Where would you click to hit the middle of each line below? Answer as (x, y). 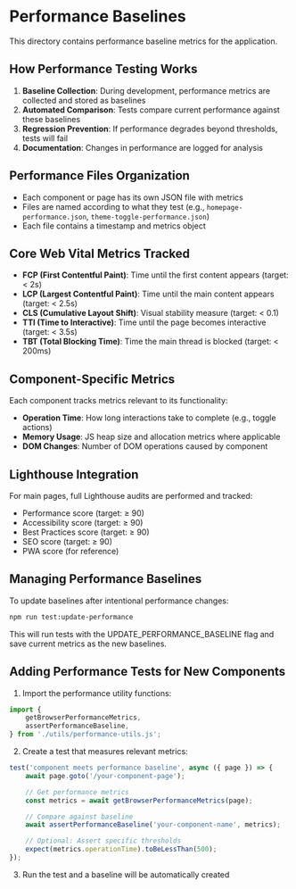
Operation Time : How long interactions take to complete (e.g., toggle (149, 418)
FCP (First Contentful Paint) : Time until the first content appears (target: (155, 275)
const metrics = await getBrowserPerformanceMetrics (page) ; (139, 801)
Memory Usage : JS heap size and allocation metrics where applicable (151, 437)
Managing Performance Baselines (106, 579)
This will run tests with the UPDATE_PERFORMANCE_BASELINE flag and (142, 634)
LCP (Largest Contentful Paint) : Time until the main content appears (148, 294)
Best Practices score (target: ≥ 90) (86, 532)
